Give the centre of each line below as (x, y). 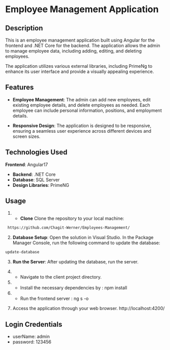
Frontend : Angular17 (27, 164)
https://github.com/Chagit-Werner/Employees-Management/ (69, 228)
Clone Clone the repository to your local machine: (72, 218)
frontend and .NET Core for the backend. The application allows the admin (83, 46)
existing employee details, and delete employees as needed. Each (81, 105)
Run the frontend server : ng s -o (54, 299)
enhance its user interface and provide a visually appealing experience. (80, 71)
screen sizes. (26, 136)
